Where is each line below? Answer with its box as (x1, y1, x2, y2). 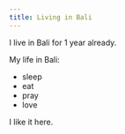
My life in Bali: (9, 54, 60, 64)
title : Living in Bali (9, 12, 92, 22)
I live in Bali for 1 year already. (9, 37, 117, 48)
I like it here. (9, 116, 54, 127)
